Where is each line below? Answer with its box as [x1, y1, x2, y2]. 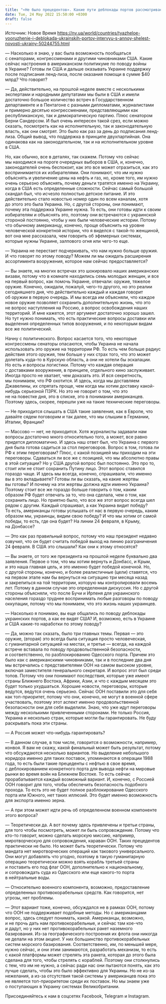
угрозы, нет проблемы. [5, 895, 54, 901]
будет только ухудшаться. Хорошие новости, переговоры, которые [5, 683, 147, 689]
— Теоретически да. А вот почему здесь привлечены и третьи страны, [5, 822, 156, 828]
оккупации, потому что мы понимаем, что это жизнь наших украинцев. [5, 601, 157, 607]
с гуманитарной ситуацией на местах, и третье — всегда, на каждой [5, 641, 152, 647]
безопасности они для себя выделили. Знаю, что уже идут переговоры [5, 704, 157, 710]
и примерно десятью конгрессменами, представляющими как [5, 107, 138, 113]
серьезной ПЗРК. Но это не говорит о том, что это [21, 388, 128, 395]
